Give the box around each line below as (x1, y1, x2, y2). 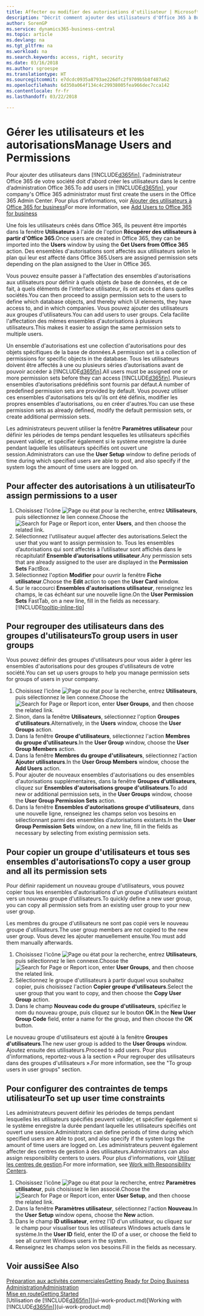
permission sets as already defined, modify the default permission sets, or (6, 406, 192, 414)
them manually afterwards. (6, 939, 73, 947)
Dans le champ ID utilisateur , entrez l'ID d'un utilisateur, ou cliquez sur (15, 1218, 192, 1225)
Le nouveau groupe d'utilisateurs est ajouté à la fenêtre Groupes (6, 1033, 168, 1041)
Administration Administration (6, 1283, 79, 1291)
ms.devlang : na (6, 37, 45, 43)
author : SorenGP (6, 20, 47, 26)
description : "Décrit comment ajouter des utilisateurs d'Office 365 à (6, 15, 191, 21)
